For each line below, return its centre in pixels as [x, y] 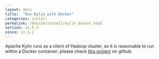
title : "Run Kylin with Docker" [40, 14]
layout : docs [19, 10]
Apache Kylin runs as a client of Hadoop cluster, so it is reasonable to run [80, 46]
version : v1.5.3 [22, 28]
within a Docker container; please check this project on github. [69, 51]
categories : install [26, 19]
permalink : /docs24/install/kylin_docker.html [54, 23]
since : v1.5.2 [20, 32]
